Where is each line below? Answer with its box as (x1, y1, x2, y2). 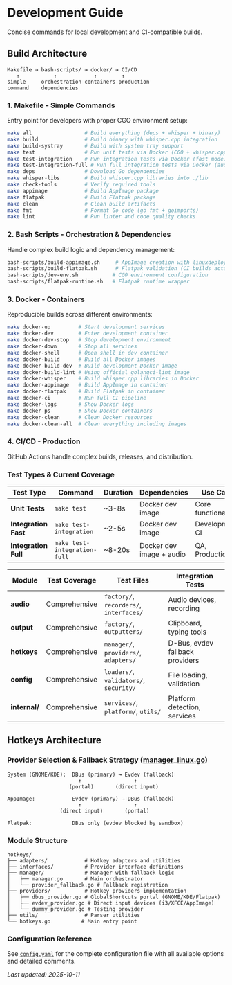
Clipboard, (168, 618, 202, 628)
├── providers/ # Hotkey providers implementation (7, 887, 187, 894)
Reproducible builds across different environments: (7, 310, 153, 319)
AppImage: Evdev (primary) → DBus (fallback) (7, 795, 175, 802)
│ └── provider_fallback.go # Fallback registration (7, 881, 168, 888)
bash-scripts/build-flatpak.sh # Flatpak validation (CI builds (7, 265, 212, 272)
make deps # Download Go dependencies (7, 168, 166, 175)
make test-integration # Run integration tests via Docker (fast (7, 155, 209, 162)
